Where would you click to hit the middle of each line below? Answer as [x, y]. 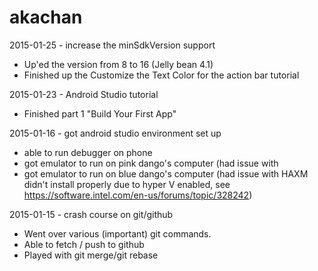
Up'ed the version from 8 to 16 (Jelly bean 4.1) [118, 64]
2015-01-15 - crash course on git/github [91, 214]
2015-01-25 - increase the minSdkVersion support [112, 45]
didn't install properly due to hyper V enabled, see [127, 184]
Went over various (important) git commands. [117, 233]
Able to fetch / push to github [84, 244]
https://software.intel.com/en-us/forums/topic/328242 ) [138, 195]
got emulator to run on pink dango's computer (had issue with [151, 163]
